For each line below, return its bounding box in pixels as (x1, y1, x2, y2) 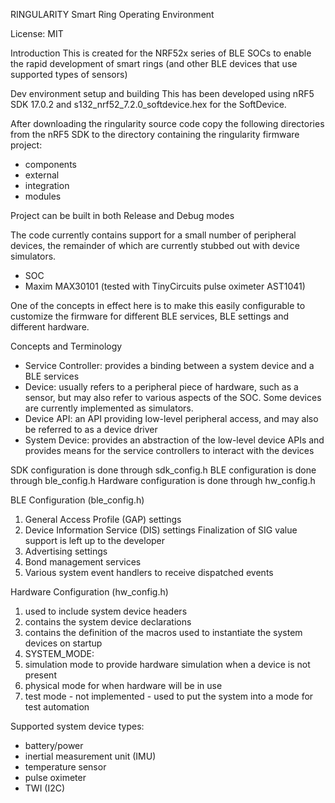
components (24, 159, 77, 170)
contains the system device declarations (24, 616, 192, 628)
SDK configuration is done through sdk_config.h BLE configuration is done (10, 464, 317, 476)
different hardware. (10, 321, 90, 333)
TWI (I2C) (24, 782, 66, 794)
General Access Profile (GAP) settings (24, 514, 182, 525)
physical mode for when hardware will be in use (24, 680, 223, 691)
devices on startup (24, 637, 103, 649)
